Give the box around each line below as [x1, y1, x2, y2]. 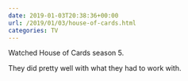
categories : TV [8, 26, 59, 34]
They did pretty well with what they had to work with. [8, 64, 182, 73]
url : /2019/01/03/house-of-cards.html [8, 19, 136, 27]
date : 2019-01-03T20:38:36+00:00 [8, 11, 119, 20]
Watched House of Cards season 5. [8, 48, 125, 58]
